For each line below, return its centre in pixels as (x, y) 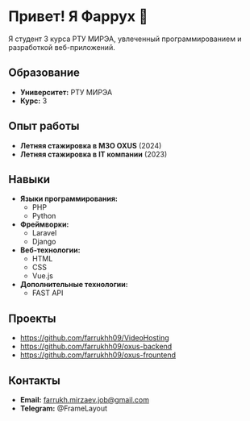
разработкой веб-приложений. (62, 47)
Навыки (29, 179)
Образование (44, 73)
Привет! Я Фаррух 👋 (78, 17)
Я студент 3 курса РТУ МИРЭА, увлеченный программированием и (125, 39)
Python (44, 216)
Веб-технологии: (50, 250)
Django (44, 242)
